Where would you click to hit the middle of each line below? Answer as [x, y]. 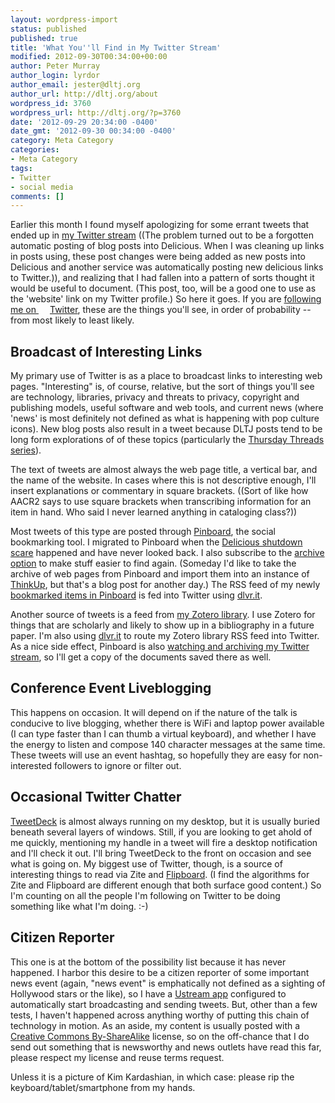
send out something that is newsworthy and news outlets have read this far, [166, 1047]
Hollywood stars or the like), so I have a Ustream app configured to [148, 993]
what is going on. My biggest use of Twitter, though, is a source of [146, 863]
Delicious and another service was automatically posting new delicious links [167, 267]
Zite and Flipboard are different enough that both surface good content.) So [166, 885]
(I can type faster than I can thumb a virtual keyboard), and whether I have [163, 733]
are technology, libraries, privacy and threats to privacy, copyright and [155, 397]
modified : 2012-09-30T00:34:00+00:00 [89, 57]
